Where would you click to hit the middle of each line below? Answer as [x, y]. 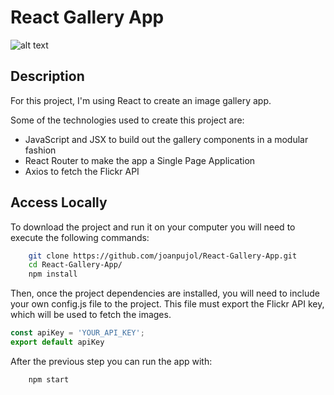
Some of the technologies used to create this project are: [127, 120]
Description [47, 76]
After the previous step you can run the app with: [111, 361]
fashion [40, 150]
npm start [49, 379]
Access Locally [59, 202]
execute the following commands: [80, 237]
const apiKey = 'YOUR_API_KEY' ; [77, 333]
